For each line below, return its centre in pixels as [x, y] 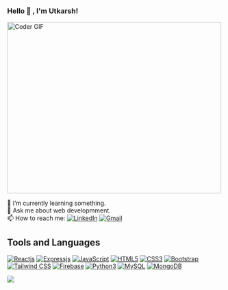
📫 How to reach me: [36, 218]
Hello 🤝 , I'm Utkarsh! [43, 11]
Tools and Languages [54, 242]
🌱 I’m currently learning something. [56, 203]
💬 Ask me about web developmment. [59, 210]
